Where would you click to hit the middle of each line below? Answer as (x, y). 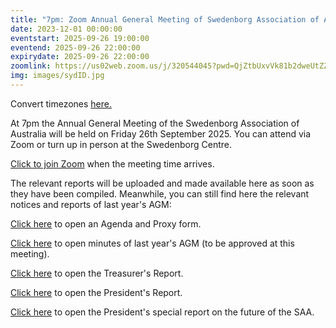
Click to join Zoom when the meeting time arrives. (112, 163)
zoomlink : (31, 66)
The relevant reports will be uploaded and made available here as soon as (162, 183)
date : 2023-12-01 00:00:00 (66, 29)
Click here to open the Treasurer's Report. (97, 273)
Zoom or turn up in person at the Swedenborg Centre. (121, 144)
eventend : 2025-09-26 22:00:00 (75, 47)
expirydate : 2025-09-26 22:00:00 (80, 57)
